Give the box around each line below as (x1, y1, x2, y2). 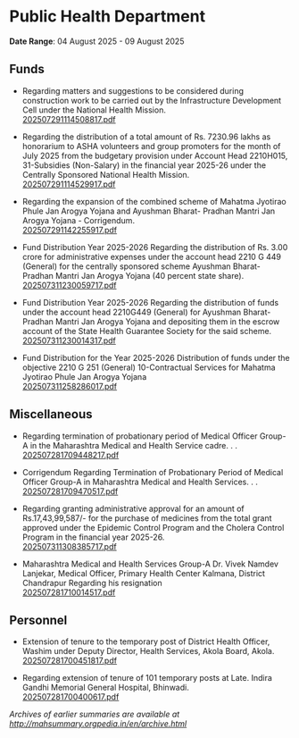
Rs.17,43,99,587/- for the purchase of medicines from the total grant (21, 512, 272, 524)
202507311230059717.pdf (21, 280, 118, 290)
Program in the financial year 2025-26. (21, 532, 165, 542)
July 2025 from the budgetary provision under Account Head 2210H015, (21, 150, 288, 161)
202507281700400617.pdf (21, 692, 120, 702)
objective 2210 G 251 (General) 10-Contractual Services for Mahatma (21, 362, 276, 373)
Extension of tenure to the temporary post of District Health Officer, (21, 636, 270, 647)
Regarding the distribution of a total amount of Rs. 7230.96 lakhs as (21, 131, 271, 142)
